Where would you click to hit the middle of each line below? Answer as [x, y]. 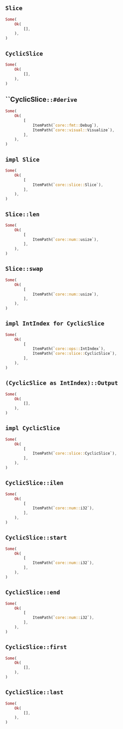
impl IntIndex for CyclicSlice [55, 324]
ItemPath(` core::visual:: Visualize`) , [73, 130]
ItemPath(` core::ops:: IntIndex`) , [69, 349]
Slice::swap [24, 269]
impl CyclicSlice [33, 428]
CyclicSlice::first [36, 647]
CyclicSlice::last [34, 692]
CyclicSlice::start [36, 538]
